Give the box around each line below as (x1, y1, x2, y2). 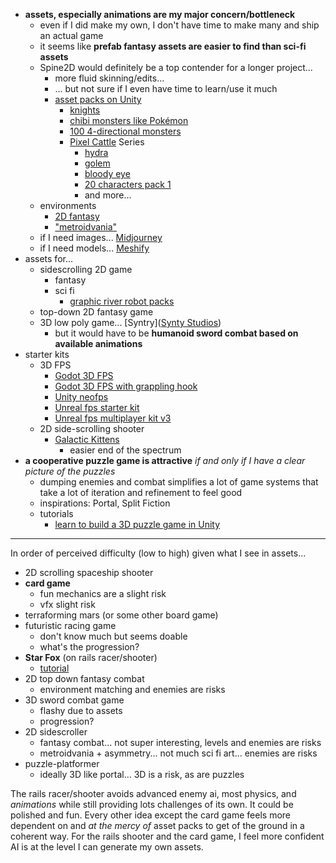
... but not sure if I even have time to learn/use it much (54, 83, 278, 94)
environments (39, 200, 97, 211)
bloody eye (84, 168, 131, 179)
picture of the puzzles (24, 465, 116, 477)
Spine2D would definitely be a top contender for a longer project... (39, 62, 313, 73)
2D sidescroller (24, 726, 88, 738)
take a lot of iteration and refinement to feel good (39, 487, 243, 498)
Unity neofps (54, 391, 109, 403)
